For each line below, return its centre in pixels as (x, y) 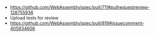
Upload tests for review (34, 18)
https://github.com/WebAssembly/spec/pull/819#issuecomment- (77, 23)
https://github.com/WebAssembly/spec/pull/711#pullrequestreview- (80, 7)
